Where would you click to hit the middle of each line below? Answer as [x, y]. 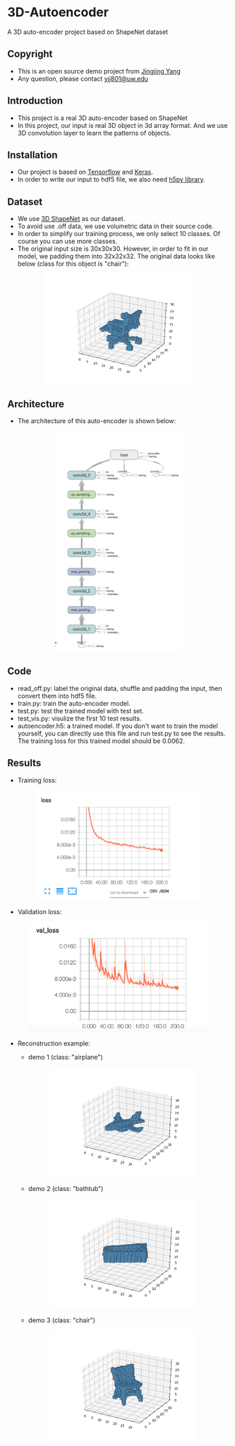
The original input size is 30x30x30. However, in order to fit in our [113, 249]
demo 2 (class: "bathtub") [66, 1188]
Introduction [35, 101]
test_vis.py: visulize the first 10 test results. [79, 718]
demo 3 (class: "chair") [62, 1320]
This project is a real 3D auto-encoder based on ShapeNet [103, 118]
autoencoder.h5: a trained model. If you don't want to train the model [117, 725]
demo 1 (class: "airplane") [66, 1057]
